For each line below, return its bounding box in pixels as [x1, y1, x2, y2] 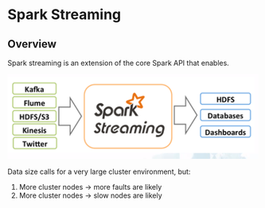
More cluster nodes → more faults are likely [18, 182, 162, 191]
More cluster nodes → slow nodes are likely [18, 191, 162, 200]
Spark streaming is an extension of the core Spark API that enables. [7, 58, 230, 67]
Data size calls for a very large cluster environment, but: [7, 167, 191, 176]
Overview [7, 37, 57, 51]
